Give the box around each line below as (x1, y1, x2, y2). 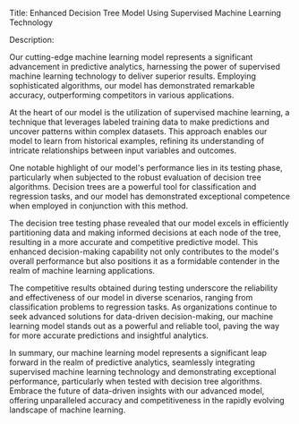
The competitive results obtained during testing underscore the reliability (9, 283, 278, 293)
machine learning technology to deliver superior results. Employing (9, 71, 257, 81)
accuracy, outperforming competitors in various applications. (9, 89, 235, 100)
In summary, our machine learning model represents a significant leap (9, 348, 267, 358)
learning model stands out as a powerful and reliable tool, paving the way (9, 321, 280, 331)
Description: (9, 35, 55, 45)
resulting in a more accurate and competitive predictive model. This (9, 237, 259, 247)
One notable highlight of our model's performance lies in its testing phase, (9, 163, 284, 173)
